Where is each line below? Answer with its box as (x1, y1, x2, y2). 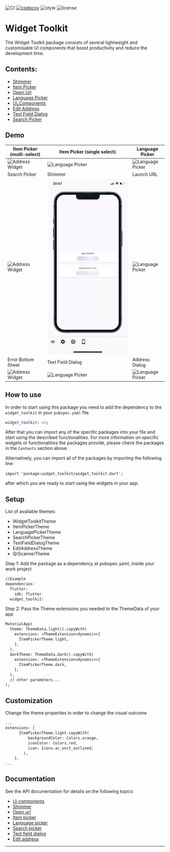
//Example (5, 576, 26, 582)
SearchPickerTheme (12, 534, 55, 541)
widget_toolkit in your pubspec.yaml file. (5, 409, 90, 415)
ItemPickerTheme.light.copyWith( (18, 731, 90, 736)
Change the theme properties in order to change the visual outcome (5, 710, 147, 716)
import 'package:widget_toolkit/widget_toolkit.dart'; (5, 471, 123, 476)
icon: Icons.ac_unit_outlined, (27, 746, 94, 751)
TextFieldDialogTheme (12, 540, 60, 546)
